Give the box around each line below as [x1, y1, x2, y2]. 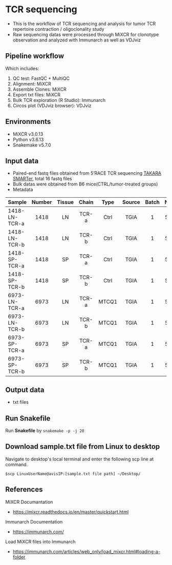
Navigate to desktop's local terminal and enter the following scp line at [5, 456, 154, 462]
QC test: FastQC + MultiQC [12, 75, 70, 81]
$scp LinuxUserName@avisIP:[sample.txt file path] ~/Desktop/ [5, 471, 141, 476]
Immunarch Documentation [5, 518, 63, 525]
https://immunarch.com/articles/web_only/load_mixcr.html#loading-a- [12, 548, 160, 554]
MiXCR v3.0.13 [12, 131, 44, 137]
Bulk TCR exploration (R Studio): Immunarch [12, 97, 106, 103]
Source [122, 199, 140, 206]
